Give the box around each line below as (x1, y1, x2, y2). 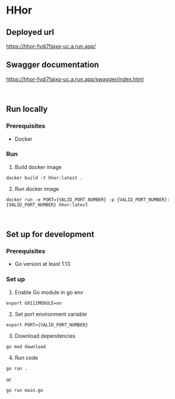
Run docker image (14, 185, 60, 192)
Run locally (6, 104, 48, 114)
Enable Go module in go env (14, 288, 84, 296)
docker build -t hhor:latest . (6, 175, 83, 181)
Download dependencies (14, 332, 75, 339)
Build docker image (14, 163, 62, 170)
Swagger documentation (6, 60, 99, 70)
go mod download (6, 343, 46, 349)
